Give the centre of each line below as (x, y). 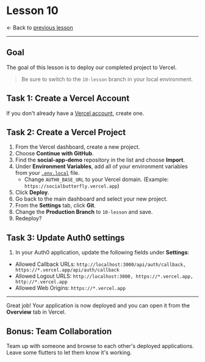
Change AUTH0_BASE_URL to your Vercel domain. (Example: (96, 179)
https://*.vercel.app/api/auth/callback (67, 270)
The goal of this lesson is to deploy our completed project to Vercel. (92, 67)
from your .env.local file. (47, 173)
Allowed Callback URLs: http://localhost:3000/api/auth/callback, (100, 264)
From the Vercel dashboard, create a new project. (77, 147)
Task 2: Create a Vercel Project (66, 132)
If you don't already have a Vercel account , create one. (75, 113)
